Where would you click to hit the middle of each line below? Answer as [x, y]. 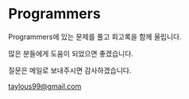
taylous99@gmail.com [45, 86]
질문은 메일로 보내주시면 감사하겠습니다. [70, 70]
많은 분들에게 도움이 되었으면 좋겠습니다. [71, 53]
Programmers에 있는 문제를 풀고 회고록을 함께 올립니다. [95, 36]
